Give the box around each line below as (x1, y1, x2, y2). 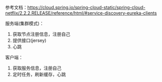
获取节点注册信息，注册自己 (12, 31, 71, 37)
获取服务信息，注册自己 (12, 65, 62, 71)
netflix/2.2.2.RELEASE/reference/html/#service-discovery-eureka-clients (5, 10, 157, 16)
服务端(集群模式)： (5, 21, 44, 26)
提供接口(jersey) (12, 37, 46, 43)
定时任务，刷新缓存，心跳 (12, 71, 66, 77)
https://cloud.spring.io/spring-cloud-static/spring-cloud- (27, 5, 145, 10)
